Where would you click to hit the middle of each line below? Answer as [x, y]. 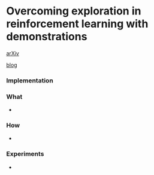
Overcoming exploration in [74, 11]
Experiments [25, 154]
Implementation [30, 81]
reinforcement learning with [77, 24]
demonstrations [47, 37]
